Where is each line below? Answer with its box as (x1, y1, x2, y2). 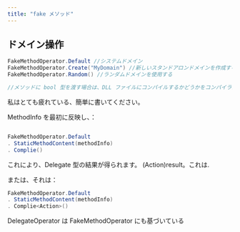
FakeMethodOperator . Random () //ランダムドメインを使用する (7, 71, 173, 78)
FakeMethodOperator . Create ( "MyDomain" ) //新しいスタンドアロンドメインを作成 (7, 65, 226, 72)
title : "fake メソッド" (7, 10, 74, 18)
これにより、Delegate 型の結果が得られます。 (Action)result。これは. (7, 160, 210, 169)
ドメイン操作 (7, 38, 64, 51)
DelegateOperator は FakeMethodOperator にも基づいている (7, 216, 184, 225)
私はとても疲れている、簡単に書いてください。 (7, 97, 144, 106)
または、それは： (7, 175, 58, 184)
